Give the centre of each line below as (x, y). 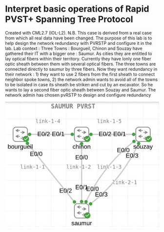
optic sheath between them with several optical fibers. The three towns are (81, 64)
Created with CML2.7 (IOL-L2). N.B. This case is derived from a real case (78, 33)
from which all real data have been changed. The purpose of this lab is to (79, 38)
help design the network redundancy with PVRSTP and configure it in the (79, 43)
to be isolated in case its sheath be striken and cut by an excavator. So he (79, 84)
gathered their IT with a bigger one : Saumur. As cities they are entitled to (79, 53)
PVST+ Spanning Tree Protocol (69, 19)
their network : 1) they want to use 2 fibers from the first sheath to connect (80, 74)
